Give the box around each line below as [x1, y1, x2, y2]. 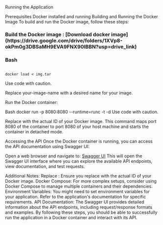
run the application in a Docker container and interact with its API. [5, 215, 138, 221]
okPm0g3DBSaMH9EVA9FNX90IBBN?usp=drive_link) [5, 43, 137, 50]
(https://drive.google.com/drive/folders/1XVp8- [5, 37, 123, 44]
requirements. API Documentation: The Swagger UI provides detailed [5, 199, 144, 205]
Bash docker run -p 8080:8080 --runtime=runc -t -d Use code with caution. [5, 109, 159, 115]
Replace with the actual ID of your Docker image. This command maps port [5, 119, 157, 125]
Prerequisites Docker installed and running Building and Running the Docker [5, 14, 158, 19]
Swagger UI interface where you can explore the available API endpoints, [5, 158, 153, 164]
